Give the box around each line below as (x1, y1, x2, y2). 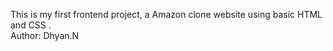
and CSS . (10, 19, 52, 31)
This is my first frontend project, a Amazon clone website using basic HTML (10, 9, 323, 20)
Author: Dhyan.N (10, 30, 80, 41)
